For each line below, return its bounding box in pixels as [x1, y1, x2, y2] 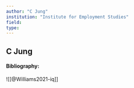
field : [6, 19, 22, 25]
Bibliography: [6, 62, 40, 70]
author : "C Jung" [6, 8, 48, 15]
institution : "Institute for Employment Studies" [6, 14, 129, 20]
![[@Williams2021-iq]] [6, 75, 58, 82]
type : [6, 24, 19, 31]
